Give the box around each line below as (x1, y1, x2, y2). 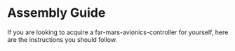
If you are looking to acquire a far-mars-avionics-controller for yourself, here (7, 28, 229, 36)
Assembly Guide (7, 5, 106, 21)
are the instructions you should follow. (7, 35, 118, 43)
